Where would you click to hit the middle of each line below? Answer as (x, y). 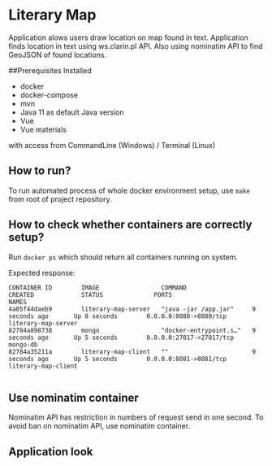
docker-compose (49, 94)
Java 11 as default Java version (72, 112)
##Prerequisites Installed (50, 70)
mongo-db (23, 344)
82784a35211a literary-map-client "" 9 (132, 351)
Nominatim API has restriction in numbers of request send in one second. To (136, 417)
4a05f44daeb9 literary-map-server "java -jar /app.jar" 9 (132, 309)
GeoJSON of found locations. (58, 54)
